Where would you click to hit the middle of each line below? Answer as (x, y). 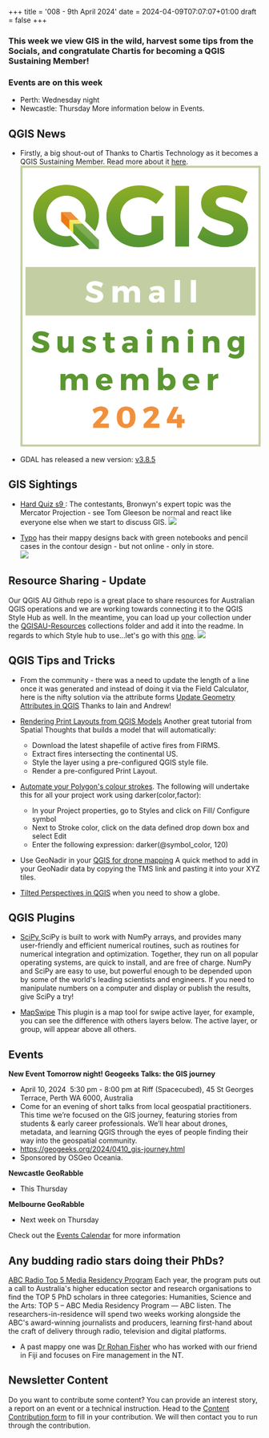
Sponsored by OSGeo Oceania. (71, 1158)
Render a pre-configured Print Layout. (94, 770)
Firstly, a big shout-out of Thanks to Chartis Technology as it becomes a (139, 153)
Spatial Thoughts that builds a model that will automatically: (118, 729)
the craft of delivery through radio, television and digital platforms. (117, 1330)
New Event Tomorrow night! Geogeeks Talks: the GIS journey (112, 1074)
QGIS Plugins (42, 918)
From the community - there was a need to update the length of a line (134, 680)
